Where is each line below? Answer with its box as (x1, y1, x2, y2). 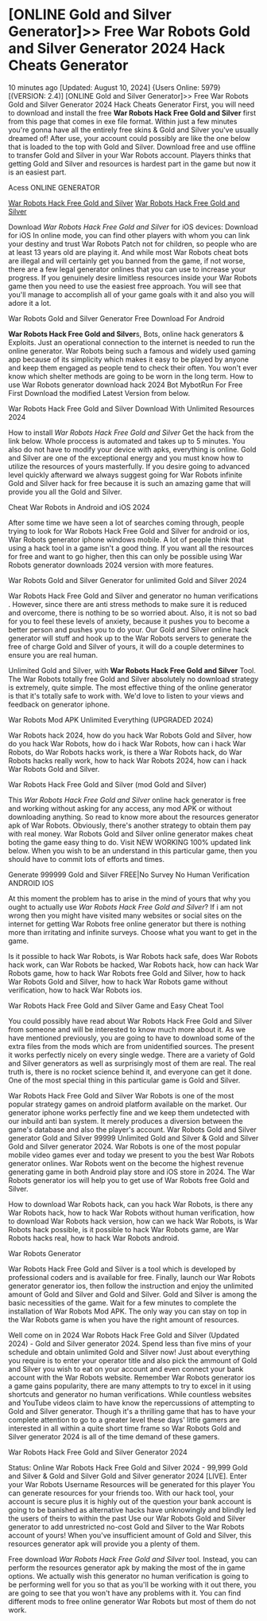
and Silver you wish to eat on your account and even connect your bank (8, 1364, 244, 1373)
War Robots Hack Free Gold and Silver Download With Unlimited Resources (8, 404, 255, 413)
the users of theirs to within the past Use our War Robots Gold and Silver (8, 1513, 246, 1523)
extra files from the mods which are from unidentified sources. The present (8, 1041, 254, 1051)
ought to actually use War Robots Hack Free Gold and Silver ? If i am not (8, 902, 243, 911)
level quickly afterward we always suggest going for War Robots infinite (8, 470, 242, 480)
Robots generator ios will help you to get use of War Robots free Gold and (8, 1175, 250, 1184)
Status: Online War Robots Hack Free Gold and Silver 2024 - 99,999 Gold (8, 1462, 248, 1472)
